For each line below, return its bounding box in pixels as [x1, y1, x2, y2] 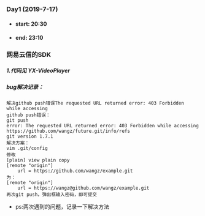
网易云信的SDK [6, 51, 52, 59]
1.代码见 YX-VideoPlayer [6, 67, 71, 74]
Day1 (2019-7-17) [6, 5, 58, 13]
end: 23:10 [15, 34, 44, 42]
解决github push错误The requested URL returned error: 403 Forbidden [6, 100, 184, 106]
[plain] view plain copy [6, 157, 70, 163]
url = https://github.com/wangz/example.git [17, 168, 133, 174]
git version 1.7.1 [6, 133, 53, 140]
